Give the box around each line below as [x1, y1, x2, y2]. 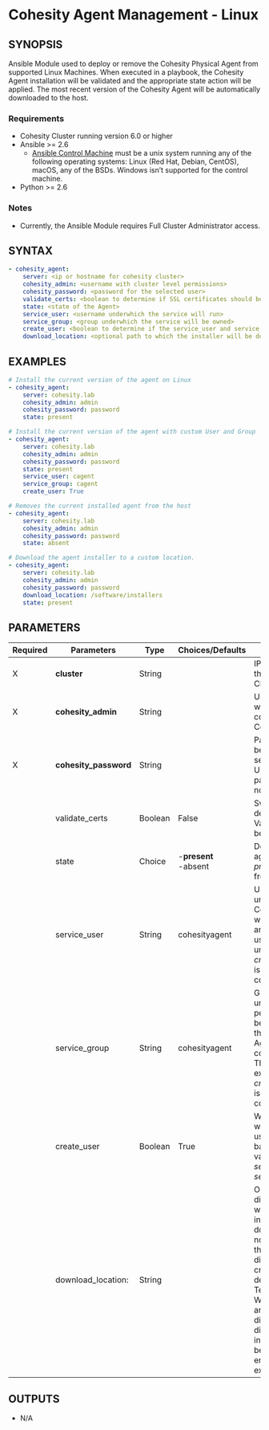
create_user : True [22, 487, 84, 495]
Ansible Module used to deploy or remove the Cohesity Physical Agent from [8, 59, 259, 68]
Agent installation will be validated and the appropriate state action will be [8, 76, 252, 85]
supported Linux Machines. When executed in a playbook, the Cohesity [8, 67, 244, 77]
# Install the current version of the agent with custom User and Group [8, 428, 256, 436]
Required [12, 645, 48, 656]
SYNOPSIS [8, 38, 63, 51]
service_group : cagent [22, 480, 98, 488]
